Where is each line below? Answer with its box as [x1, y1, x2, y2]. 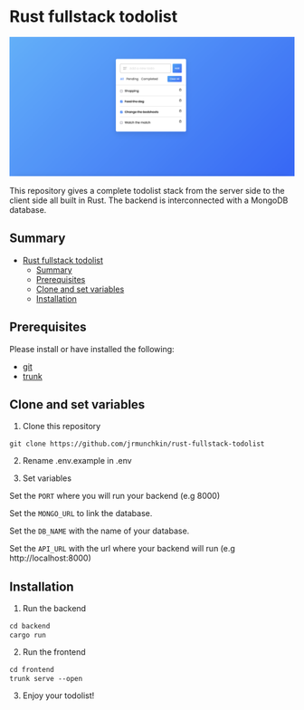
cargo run [9, 631, 47, 640]
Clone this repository [22, 421, 101, 432]
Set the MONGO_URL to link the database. [9, 508, 153, 519]
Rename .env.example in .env [22, 456, 133, 466]
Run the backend [22, 603, 87, 614]
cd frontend [9, 666, 54, 675]
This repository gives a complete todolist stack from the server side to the [9, 186, 285, 197]
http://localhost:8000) [9, 552, 92, 563]
